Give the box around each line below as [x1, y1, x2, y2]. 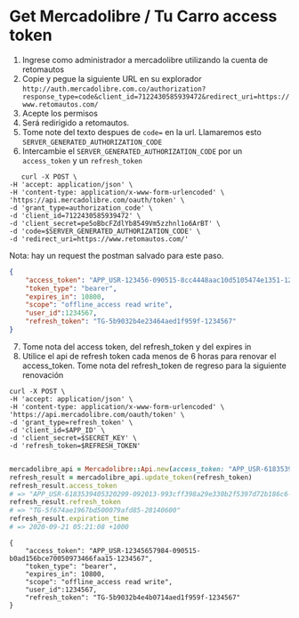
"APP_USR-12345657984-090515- [88, 546, 201, 555]
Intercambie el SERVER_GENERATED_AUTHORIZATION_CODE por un [21, 145, 243, 157]
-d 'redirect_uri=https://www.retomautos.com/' [9, 234, 190, 244]
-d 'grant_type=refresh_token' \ [9, 418, 133, 427]
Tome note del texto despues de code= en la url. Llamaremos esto [21, 126, 263, 137]
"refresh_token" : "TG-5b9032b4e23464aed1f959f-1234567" [25, 317, 238, 326]
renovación [21, 369, 64, 380]
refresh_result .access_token [9, 481, 117, 490]
